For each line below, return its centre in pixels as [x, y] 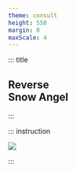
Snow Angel [38, 97]
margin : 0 [24, 30]
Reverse [29, 85]
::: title [18, 60]
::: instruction [29, 132]
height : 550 [27, 23]
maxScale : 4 [27, 37]
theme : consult [33, 15]
